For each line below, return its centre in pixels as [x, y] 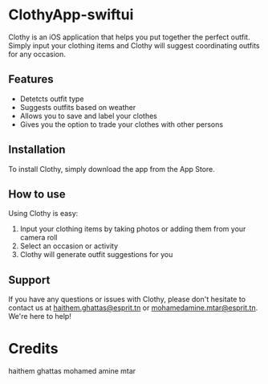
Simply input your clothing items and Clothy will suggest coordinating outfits [134, 45]
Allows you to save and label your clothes [89, 116]
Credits [33, 349]
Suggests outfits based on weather [78, 107]
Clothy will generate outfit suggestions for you [96, 255]
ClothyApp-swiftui [71, 15]
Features [31, 79]
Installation [37, 150]
